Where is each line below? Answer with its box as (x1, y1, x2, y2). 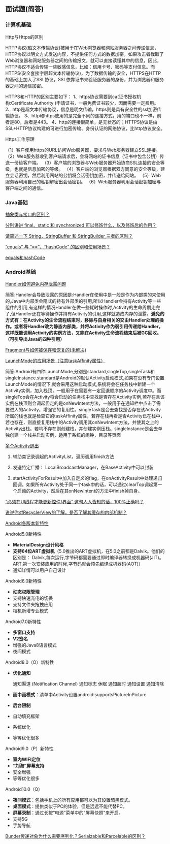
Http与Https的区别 (5, 34, 44, 40)
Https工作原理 (5, 136, 35, 142)
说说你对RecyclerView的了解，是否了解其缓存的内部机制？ (5, 509, 127, 515)
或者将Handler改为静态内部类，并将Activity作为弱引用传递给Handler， (14, 323, 163, 330)
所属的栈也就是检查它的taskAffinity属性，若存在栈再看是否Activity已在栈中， (5, 413, 165, 419)
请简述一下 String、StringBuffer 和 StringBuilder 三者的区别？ (5, 233, 133, 239)
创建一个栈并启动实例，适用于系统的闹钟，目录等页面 (9, 432, 121, 438)
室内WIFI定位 (12, 756, 41, 763)
